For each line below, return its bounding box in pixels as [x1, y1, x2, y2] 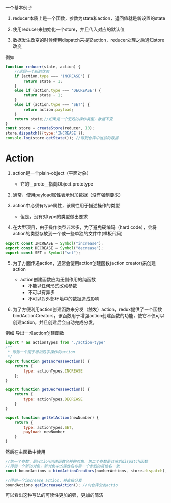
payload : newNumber [23, 430, 65, 435]
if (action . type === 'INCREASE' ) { [14, 73, 90, 79]
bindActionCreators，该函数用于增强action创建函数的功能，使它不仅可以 [12, 312, 165, 319]
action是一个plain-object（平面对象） [12, 170, 92, 176]
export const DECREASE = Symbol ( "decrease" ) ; [5, 245, 103, 251]
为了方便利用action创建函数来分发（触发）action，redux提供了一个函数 [12, 306, 162, 312]
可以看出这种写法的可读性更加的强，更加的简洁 [5, 492, 103, 498]
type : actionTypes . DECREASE [23, 396, 83, 402]
